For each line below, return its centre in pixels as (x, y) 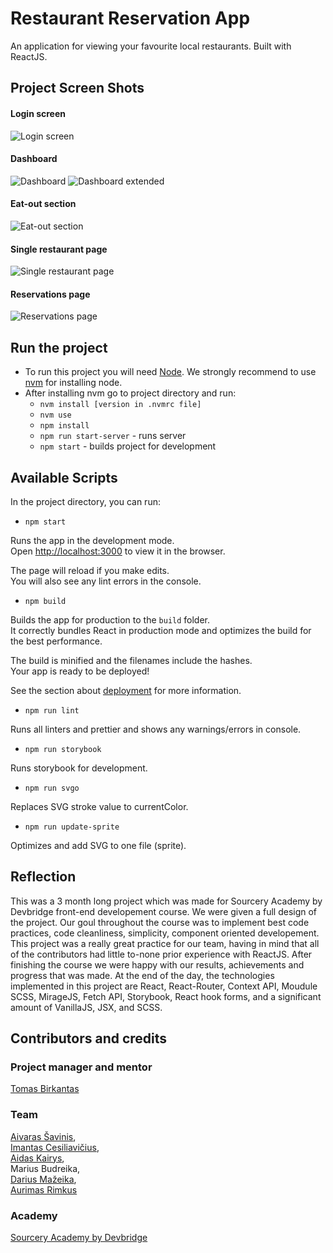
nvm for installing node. (73, 383)
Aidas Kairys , (37, 1158)
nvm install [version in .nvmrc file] (120, 405)
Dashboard (34, 159)
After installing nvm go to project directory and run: (130, 393)
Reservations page (50, 294)
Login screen (38, 113)
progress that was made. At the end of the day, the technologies (142, 975)
